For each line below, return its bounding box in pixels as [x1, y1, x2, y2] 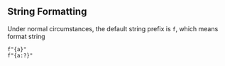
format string [7, 32, 45, 40]
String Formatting [7, 6, 87, 18]
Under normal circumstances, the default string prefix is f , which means [7, 24, 219, 33]
